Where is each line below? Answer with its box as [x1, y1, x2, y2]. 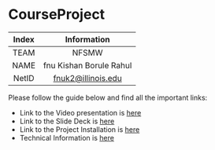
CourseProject [8, 5, 106, 24]
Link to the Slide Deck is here [19, 116, 115, 126]
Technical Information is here [19, 133, 114, 142]
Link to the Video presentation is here [19, 108, 142, 117]
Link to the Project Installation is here [19, 124, 140, 134]
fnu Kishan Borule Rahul [43, 60, 132, 71]
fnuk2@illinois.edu [53, 72, 122, 83]
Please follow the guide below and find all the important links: [8, 93, 208, 102]
